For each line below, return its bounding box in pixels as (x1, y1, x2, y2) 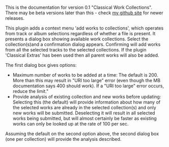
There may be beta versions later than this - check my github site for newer (5, 10, 164, 16)
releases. (5, 15, 24, 21)
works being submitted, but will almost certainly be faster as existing (12, 115, 157, 121)
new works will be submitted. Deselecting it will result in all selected (12, 110, 155, 116)
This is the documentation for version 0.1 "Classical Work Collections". (5, 5, 153, 10)
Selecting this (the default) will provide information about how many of (12, 99, 161, 105)
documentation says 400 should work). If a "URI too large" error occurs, (12, 83, 164, 89)
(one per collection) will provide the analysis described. (5, 136, 122, 142)
